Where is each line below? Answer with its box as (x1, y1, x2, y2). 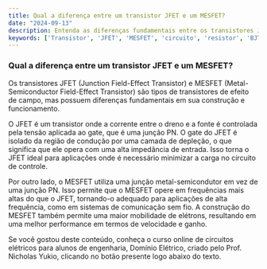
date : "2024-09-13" (8, 19, 73, 27)
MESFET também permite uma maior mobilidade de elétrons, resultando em (8, 210, 257, 220)
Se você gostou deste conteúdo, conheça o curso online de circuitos (8, 234, 234, 244)
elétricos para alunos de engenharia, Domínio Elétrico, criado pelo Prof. (8, 243, 242, 252)
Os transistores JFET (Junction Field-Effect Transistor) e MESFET (8, 78, 222, 88)
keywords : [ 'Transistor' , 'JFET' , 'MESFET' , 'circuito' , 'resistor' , (8, 33, 244, 42)
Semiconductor (8, 87, 59, 96)
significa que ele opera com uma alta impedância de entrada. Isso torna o (8, 144, 250, 154)
